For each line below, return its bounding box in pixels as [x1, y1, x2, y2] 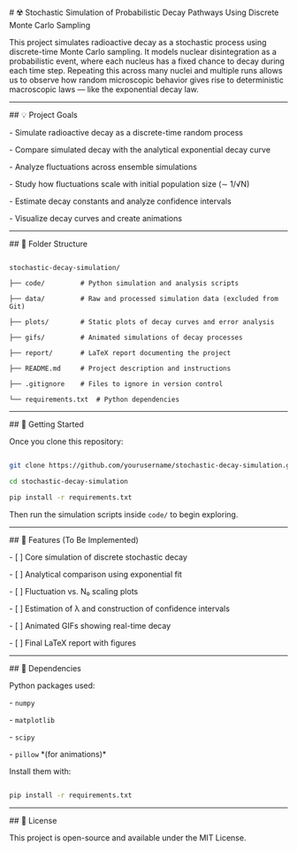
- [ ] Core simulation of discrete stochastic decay [9, 552, 188, 562]
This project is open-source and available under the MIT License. [9, 832, 247, 843]
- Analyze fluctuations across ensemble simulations [9, 162, 197, 172]
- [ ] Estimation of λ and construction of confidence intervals [9, 603, 230, 614]
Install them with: [9, 765, 72, 777]
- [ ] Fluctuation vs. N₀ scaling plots [9, 585, 139, 596]
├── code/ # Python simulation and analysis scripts [9, 279, 240, 288]
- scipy [9, 732, 35, 742]
